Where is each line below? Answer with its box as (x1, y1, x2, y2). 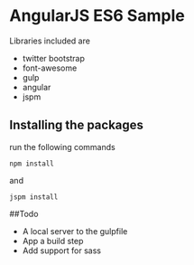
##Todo (9, 208, 39, 219)
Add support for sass (22, 245, 102, 256)
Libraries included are (9, 35, 90, 46)
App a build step (22, 235, 84, 246)
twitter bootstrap (22, 52, 86, 63)
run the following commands (9, 141, 115, 152)
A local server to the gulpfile (22, 225, 128, 236)
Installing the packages (9, 118, 144, 133)
